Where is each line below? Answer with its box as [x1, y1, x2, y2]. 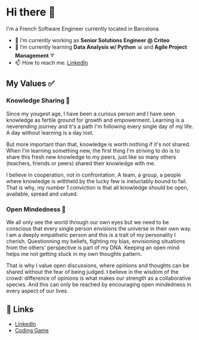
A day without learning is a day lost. [6, 129, 94, 136]
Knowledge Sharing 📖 [6, 97, 70, 105]
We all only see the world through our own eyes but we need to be [6, 218, 169, 225]
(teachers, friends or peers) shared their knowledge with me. [6, 159, 156, 166]
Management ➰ [14, 52, 55, 59]
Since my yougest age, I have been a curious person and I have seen [6, 110, 176, 117]
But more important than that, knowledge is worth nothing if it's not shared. [6, 140, 191, 148]
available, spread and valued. [6, 190, 79, 197]
